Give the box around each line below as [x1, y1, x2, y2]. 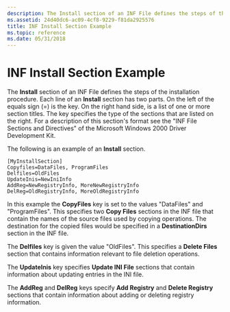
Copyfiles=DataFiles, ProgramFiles [7, 164, 109, 171]
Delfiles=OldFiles [7, 170, 60, 177]
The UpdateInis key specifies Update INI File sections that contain [7, 263, 195, 272]
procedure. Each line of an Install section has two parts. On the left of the [7, 95, 214, 104]
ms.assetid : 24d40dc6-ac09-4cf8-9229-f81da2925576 [7, 16, 155, 23]
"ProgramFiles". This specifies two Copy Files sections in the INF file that [7, 207, 214, 216]
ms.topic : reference [7, 29, 66, 36]
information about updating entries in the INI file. [7, 270, 144, 278]
